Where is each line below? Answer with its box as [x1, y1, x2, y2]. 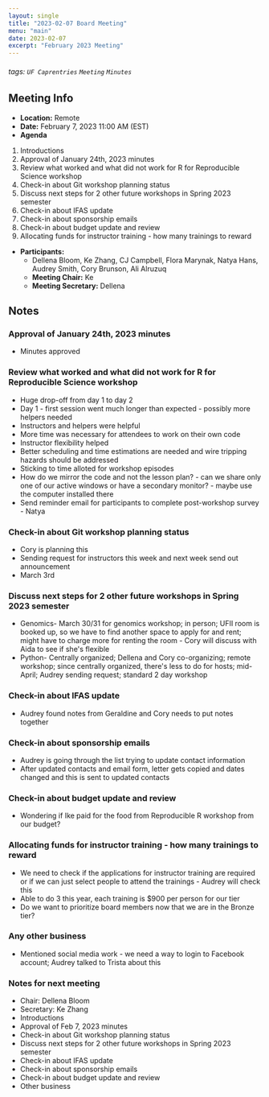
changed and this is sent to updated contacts [19, 772, 170, 782]
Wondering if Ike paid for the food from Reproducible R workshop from [19, 810, 255, 821]
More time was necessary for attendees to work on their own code [19, 429, 241, 439]
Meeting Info [8, 92, 74, 105]
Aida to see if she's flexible [19, 645, 110, 654]
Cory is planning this [19, 545, 88, 555]
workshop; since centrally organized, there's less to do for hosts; [19, 662, 235, 671]
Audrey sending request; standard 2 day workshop [39, 670, 208, 680]
